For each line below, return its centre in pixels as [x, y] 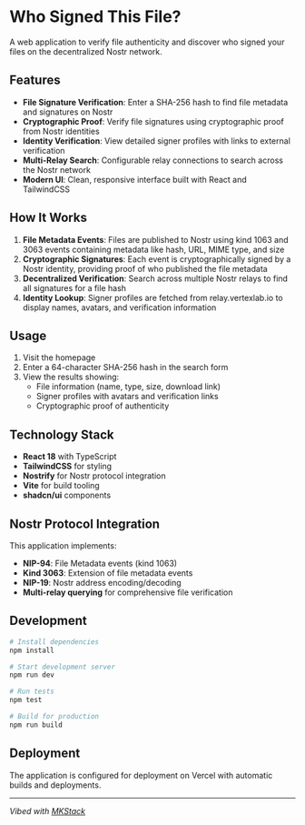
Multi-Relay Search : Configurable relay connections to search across [153, 160]
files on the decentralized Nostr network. [86, 51]
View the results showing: [71, 377]
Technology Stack [62, 434]
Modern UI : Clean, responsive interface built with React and [134, 179]
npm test [26, 700]
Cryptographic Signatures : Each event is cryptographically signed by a [157, 259]
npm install [32, 650]
